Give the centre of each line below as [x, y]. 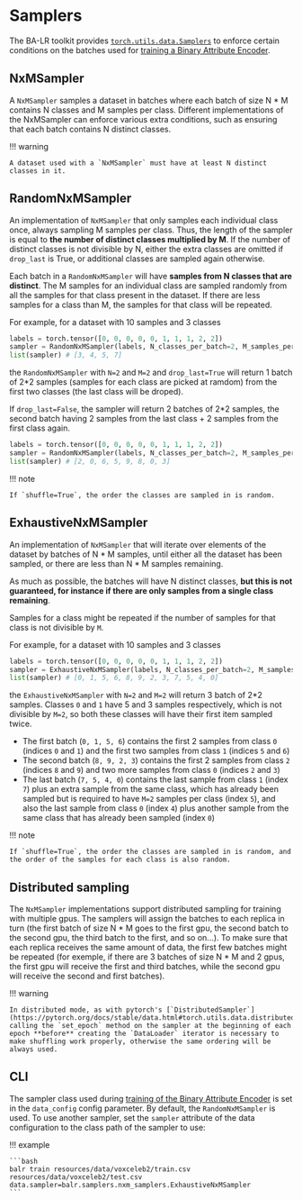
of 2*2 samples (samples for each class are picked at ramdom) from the [143, 382]
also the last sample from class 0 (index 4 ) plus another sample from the [155, 808]
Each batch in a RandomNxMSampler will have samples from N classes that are [151, 276]
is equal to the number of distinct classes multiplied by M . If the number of [150, 239]
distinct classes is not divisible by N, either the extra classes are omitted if [147, 249]
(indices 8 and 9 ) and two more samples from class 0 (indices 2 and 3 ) [151, 770]
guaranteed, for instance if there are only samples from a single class [142, 590]
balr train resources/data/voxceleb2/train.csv [100, 1169]
